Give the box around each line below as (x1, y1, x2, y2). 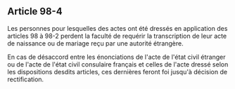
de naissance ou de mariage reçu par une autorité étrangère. (7, 39, 184, 48)
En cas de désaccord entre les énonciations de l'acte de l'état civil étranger (7, 53, 226, 61)
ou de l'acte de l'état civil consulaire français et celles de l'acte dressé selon (7, 60, 229, 69)
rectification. (7, 75, 44, 83)
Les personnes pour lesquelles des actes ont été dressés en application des (7, 24, 228, 32)
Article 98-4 (7, 6, 63, 18)
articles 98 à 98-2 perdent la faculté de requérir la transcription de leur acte (7, 32, 227, 40)
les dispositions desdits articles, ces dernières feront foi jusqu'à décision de (7, 67, 227, 76)
